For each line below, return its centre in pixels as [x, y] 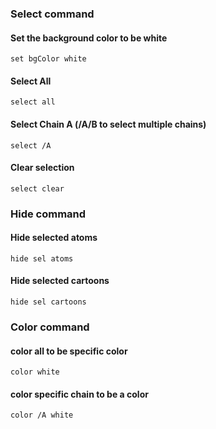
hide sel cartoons [48, 302]
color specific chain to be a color [79, 394]
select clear [37, 188]
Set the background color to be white [89, 38]
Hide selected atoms [54, 238]
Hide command [48, 214]
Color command [50, 327]
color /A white [42, 415]
